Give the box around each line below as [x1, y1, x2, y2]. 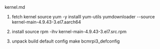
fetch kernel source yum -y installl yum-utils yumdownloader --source [11, 14, 155, 19]
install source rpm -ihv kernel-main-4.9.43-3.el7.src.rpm [11, 29, 127, 34]
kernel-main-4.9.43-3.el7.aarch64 [11, 19, 81, 25]
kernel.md [4, 4, 25, 10]
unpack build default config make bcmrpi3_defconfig [11, 38, 120, 44]
